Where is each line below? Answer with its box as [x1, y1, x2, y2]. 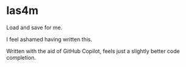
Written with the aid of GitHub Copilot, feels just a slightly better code [6, 47, 181, 55]
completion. [6, 54, 36, 61]
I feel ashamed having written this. [6, 35, 92, 43]
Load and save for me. [6, 24, 63, 31]
